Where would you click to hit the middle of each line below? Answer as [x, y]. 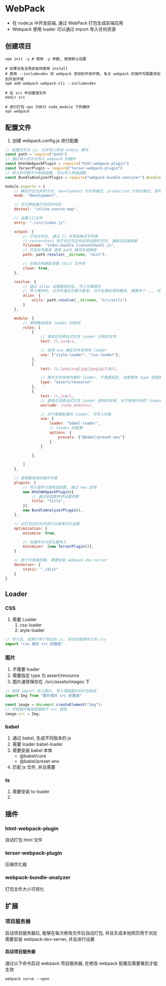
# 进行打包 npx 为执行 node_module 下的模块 [47, 107]
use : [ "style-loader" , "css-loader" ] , [80, 355]
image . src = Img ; [23, 714]
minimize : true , [40, 533]
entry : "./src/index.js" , [41, 223]
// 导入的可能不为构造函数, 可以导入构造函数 [46, 173]
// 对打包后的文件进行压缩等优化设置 [47, 524]
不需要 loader [26, 670]
